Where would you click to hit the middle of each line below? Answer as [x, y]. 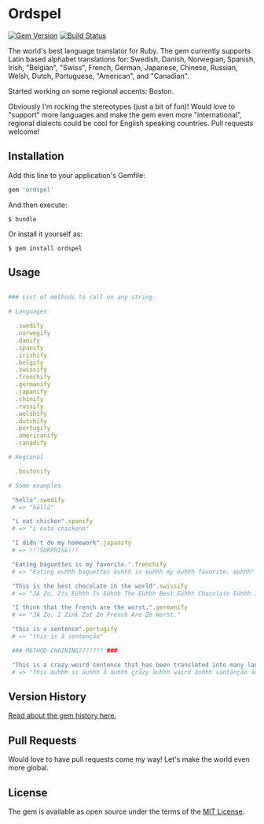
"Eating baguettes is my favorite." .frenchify [89, 564]
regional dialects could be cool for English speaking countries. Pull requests [131, 123]
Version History [47, 697]
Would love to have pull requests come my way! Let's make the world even [129, 759]
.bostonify [33, 471]
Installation [36, 156]
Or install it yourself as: [45, 234]
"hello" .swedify [38, 500]
